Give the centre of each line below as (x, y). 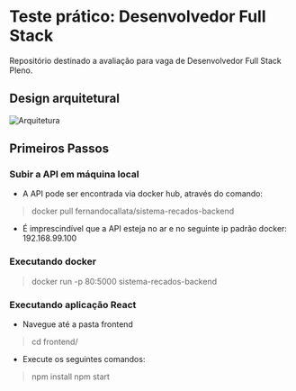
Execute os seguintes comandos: (84, 359)
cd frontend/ (54, 342)
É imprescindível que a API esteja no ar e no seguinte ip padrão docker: (155, 229)
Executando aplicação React (73, 305)
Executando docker (53, 261)
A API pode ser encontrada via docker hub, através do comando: (143, 194)
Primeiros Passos (59, 149)
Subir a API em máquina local (74, 175)
